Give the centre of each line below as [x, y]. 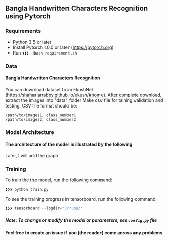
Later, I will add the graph [32, 155]
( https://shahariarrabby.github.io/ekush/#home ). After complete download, [83, 95]
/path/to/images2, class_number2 [41, 119]
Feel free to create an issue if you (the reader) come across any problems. [84, 233]
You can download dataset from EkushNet [49, 89]
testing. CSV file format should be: [41, 105]
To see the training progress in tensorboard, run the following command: [81, 199]
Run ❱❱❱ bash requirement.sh [45, 52]
